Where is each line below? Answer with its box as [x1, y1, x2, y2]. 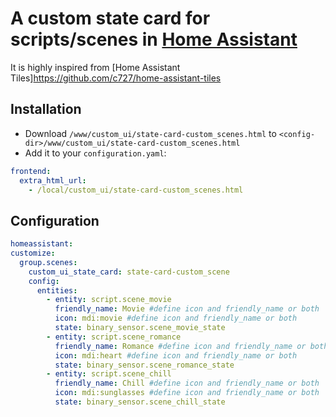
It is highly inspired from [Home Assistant [10, 61, 181, 73]
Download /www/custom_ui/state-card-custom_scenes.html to [24, 127, 277, 139]
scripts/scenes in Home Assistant [10, 28, 298, 51]
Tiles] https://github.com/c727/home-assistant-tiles [10, 72, 222, 84]
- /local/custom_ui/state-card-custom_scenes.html [28, 185, 244, 195]
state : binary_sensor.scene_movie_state [54, 323, 226, 333]
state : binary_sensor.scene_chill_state [54, 397, 226, 407]
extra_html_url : [19, 175, 87, 186]
